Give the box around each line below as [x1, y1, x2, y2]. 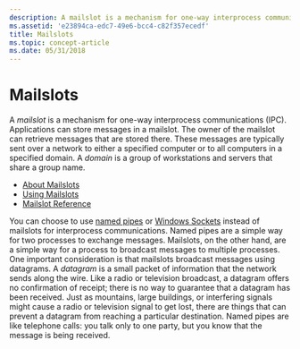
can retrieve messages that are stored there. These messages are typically [9, 133, 285, 144]
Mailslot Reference [21, 199, 92, 209]
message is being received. [9, 330, 111, 341]
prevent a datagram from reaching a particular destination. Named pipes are [9, 311, 290, 322]
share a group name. [9, 162, 86, 173]
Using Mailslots [21, 189, 79, 200]
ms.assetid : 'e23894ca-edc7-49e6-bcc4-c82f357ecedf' [9, 21, 210, 30]
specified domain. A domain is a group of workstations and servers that [9, 153, 273, 164]
